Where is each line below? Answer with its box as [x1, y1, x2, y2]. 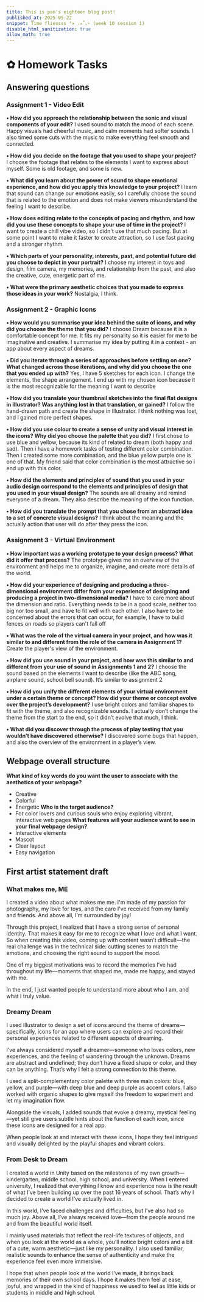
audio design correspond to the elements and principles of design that [6, 483, 188, 490]
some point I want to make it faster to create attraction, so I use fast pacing [6, 234, 195, 241]
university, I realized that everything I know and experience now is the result [6, 1182, 198, 1189]
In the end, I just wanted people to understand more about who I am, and [6, 986, 189, 993]
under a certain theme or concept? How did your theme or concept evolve [6, 694, 197, 701]
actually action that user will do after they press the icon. [6, 521, 149, 528]
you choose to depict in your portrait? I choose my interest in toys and [6, 259, 185, 266]
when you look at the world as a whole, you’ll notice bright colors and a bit [6, 1238, 193, 1245]
